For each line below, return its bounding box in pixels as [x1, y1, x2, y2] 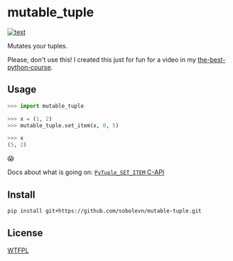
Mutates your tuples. [7, 41, 68, 50]
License [7, 227, 43, 239]
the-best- [197, 55, 226, 64]
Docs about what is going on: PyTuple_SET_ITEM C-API [7, 168, 165, 176]
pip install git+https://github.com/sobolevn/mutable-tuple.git [7, 207, 202, 214]
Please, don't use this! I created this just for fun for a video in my [7, 55, 197, 64]
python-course [7, 63, 51, 71]
